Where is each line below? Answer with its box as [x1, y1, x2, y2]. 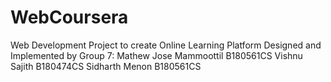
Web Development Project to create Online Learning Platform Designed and [10, 39, 322, 51]
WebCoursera [10, 6, 129, 29]
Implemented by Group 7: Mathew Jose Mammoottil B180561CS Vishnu [10, 49, 303, 61]
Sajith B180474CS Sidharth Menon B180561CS [10, 60, 202, 72]
